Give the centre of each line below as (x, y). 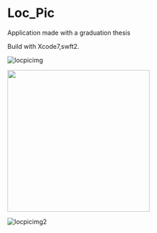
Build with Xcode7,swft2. (43, 46)
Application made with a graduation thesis (69, 33)
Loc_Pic (31, 13)
